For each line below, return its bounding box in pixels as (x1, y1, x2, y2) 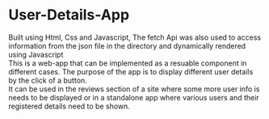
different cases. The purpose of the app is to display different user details (8, 66, 254, 76)
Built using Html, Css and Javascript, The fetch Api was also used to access (8, 32, 261, 42)
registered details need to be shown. (8, 101, 131, 111)
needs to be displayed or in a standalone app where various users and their (8, 92, 260, 102)
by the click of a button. (8, 75, 87, 85)
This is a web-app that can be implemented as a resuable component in (8, 58, 247, 68)
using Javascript (8, 49, 64, 59)
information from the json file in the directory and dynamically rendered (8, 40, 246, 50)
